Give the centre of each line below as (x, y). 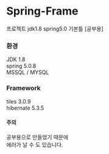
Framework (23, 88)
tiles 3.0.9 (19, 101)
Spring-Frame (42, 11)
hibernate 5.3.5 (25, 108)
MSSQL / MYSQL (28, 72)
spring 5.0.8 (21, 66)
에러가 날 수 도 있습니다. (35, 144)
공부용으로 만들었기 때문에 (37, 137)
